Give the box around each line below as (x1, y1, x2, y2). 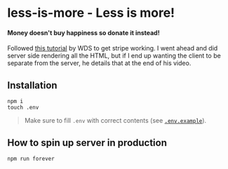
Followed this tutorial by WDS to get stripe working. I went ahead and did (7, 44, 218, 53)
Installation (7, 79, 58, 91)
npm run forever (7, 156, 55, 163)
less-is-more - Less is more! (7, 5, 175, 21)
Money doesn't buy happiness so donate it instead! (7, 28, 160, 36)
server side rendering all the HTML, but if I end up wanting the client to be (7, 51, 221, 60)
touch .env (7, 104, 39, 111)
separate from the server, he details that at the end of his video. (7, 59, 192, 67)
